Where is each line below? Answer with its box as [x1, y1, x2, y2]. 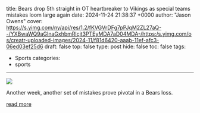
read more [6, 101, 32, 108]
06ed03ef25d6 [6, 43, 43, 50]
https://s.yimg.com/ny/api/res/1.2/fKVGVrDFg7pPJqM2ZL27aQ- [6, 24, 162, 31]
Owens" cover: [6, 18, 43, 24]
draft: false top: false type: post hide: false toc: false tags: [44, 43, 186, 50]
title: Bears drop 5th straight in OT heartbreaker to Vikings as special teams [6, 5, 190, 12]
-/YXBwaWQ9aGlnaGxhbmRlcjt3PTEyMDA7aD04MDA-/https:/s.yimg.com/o [6, 30, 192, 37]
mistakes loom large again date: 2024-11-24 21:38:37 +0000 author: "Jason [6, 11, 191, 18]
